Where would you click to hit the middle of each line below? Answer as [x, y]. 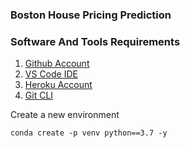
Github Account [57, 64]
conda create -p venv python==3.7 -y [89, 133]
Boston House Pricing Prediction [91, 15]
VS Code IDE [51, 74]
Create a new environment [65, 115]
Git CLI [39, 95]
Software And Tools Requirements [95, 41]
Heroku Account [58, 85]
